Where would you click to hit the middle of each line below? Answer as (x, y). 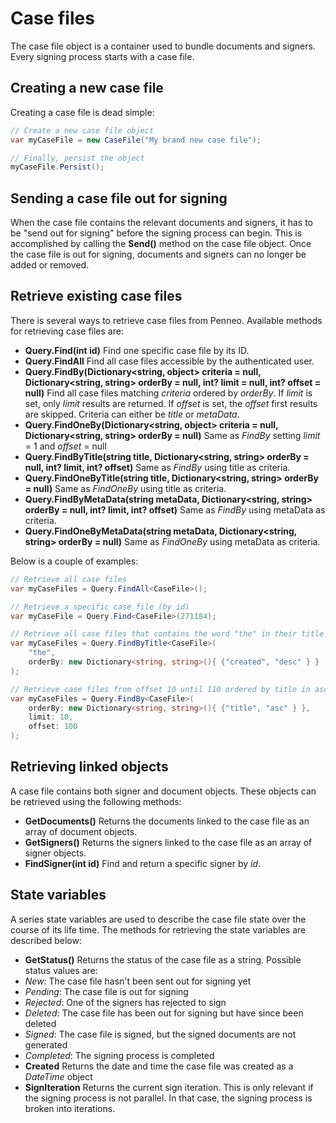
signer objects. (55, 853)
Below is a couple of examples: (74, 561)
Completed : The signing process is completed (119, 1055)
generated (46, 1044)
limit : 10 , (51, 717)
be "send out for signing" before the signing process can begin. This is (156, 233)
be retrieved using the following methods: (96, 801)
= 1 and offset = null (65, 446)
